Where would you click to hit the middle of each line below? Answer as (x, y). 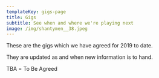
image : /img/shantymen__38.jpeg (47, 28)
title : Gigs (21, 17)
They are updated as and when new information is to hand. (79, 57)
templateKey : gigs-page (36, 12)
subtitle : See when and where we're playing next (70, 23)
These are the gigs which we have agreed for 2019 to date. (79, 46)
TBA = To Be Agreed (32, 69)
